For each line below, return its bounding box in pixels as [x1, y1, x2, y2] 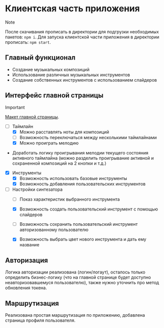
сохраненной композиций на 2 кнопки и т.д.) [12, 160, 107, 166]
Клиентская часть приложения [5, 3, 140, 14]
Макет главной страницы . [5, 114, 59, 119]
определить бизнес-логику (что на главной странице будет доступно [5, 274, 151, 280]
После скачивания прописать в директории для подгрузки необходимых [5, 29, 159, 34]
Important [5, 104, 25, 110]
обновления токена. [5, 285, 47, 291]
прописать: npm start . [5, 39, 51, 45]
